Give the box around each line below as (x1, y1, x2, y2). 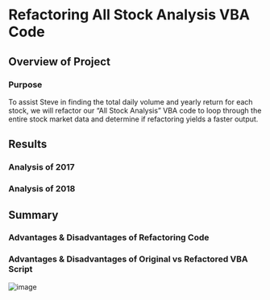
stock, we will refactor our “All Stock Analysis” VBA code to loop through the (8, 105, 262, 115)
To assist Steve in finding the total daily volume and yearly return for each (8, 97, 253, 106)
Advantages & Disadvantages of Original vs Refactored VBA (8, 253, 248, 265)
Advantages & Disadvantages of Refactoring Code (8, 232, 210, 243)
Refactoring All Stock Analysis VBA (8, 6, 250, 24)
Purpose (8, 79, 43, 90)
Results (8, 138, 48, 151)
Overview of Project (8, 55, 111, 68)
